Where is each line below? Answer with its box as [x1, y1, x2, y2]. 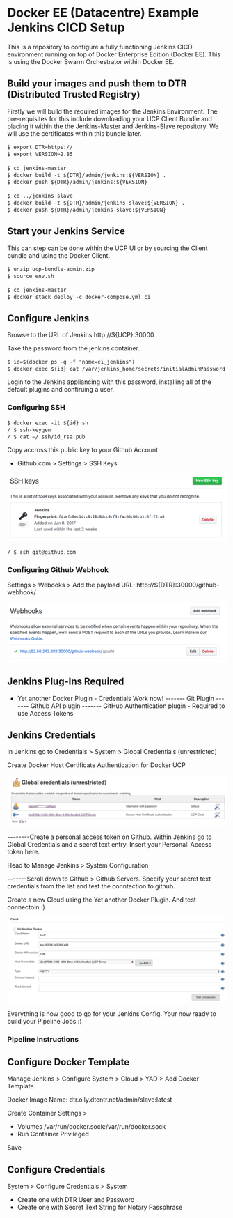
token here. [7, 847, 40, 856]
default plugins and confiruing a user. [7, 385, 115, 394]
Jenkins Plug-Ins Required [7, 676, 124, 688]
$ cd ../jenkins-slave [7, 192, 73, 199]
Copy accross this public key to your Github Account [7, 445, 159, 454]
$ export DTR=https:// [7, 144, 73, 151]
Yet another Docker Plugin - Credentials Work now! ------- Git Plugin [17, 694, 214, 702]
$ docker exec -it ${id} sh [7, 419, 89, 426]
